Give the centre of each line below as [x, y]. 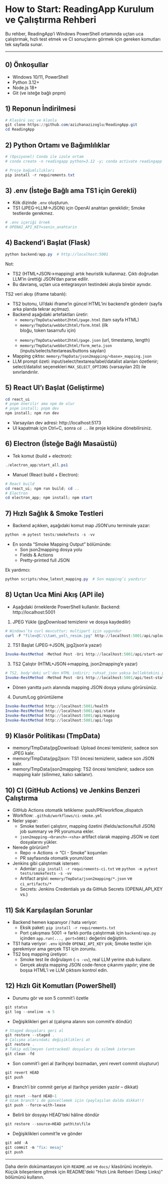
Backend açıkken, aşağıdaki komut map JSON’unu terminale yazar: [81, 526]
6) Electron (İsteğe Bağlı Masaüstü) [61, 444]
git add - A [16, 1143]
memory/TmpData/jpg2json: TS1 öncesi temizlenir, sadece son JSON [83, 759]
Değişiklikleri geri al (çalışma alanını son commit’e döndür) [72, 1021]
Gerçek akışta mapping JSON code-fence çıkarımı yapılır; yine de [87, 965]
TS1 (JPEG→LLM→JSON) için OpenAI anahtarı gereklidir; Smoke [79, 208]
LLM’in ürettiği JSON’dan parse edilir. [50, 279]
